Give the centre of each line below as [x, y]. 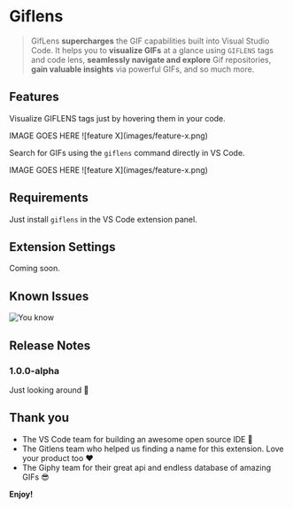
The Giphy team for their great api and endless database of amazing [146, 467]
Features [34, 97]
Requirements [49, 198]
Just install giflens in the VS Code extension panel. [103, 219]
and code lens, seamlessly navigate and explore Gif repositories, [151, 59]
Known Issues [49, 296]
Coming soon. [35, 269]
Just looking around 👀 [49, 390]
